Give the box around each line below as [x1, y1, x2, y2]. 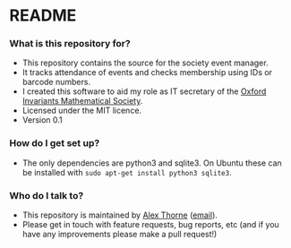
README [9, 5, 77, 26]
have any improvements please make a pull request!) [21, 229, 218, 240]
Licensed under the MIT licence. [21, 105, 141, 116]
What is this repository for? [9, 38, 132, 50]
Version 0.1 [21, 115, 63, 125]
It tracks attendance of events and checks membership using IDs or [21, 67, 273, 78]
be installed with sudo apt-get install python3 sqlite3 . [21, 167, 232, 177]
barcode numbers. [21, 77, 91, 88]
